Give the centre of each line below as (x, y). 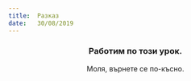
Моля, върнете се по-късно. (135, 68)
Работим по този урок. (135, 51)
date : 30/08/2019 (41, 23)
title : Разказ (34, 16)
